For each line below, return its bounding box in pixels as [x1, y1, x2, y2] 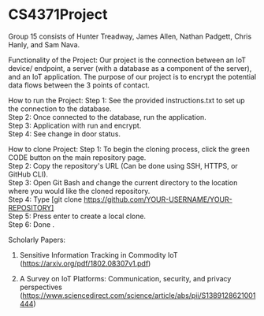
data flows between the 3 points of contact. [8, 80, 150, 90]
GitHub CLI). [8, 169, 49, 179]
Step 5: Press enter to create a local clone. [8, 211, 147, 221]
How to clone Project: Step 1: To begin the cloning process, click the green [8, 144, 250, 154]
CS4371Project [8, 6, 108, 24]
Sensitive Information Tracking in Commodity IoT [19, 250, 179, 259]
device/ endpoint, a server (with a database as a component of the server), [8, 63, 252, 72]
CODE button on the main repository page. [8, 152, 147, 162]
